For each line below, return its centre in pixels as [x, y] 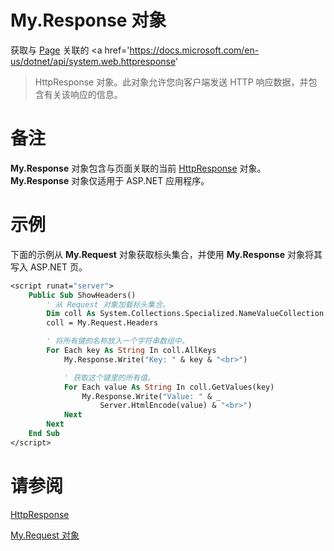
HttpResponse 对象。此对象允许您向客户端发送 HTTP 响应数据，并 [171, 82]
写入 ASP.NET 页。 [49, 267]
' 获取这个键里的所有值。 [109, 377]
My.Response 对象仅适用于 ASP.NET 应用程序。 [110, 180]
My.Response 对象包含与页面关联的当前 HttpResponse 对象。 [138, 168]
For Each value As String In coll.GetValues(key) [169, 387]
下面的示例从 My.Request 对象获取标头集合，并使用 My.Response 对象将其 [166, 254]
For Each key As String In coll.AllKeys [131, 351]
